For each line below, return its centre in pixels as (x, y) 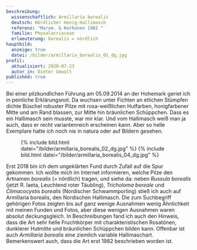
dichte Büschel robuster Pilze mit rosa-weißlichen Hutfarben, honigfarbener (98, 106)
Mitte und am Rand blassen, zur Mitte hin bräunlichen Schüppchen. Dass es (98, 113)
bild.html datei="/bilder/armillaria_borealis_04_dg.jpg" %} (90, 155)
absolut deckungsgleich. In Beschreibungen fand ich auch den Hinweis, (93, 216)
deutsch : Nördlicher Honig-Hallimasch (59, 22)
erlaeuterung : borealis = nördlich (55, 39)
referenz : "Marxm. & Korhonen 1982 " (57, 28)
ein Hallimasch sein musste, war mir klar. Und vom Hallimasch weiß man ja (96, 119)
